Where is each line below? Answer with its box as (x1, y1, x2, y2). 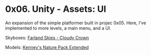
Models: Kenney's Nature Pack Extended (5, 44, 89, 50)
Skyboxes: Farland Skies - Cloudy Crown (5, 35, 89, 41)
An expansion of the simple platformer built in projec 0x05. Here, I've (5, 20, 147, 26)
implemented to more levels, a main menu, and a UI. (5, 25, 112, 31)
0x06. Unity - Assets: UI (5, 3, 106, 15)
